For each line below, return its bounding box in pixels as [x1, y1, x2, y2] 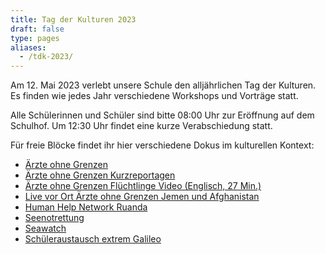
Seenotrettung [24, 212, 85, 224]
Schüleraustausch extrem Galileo [24, 233, 162, 245]
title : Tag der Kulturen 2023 [10, 14, 137, 25]
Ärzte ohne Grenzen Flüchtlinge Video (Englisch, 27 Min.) [24, 180, 262, 192]
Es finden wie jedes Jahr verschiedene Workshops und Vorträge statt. [10, 90, 299, 102]
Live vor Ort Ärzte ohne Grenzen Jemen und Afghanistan [24, 191, 260, 203]
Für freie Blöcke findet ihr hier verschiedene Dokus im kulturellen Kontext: [10, 139, 315, 151]
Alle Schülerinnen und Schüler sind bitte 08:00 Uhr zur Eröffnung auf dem [10, 109, 315, 121]
